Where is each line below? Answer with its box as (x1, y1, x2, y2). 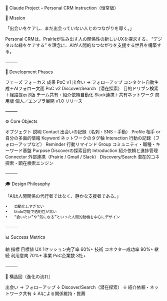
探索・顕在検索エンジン (5, 160, 53, 166)
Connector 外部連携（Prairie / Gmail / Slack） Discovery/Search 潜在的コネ (5, 154, 160, 160)
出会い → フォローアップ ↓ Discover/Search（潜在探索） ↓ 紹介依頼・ (5, 284, 150, 290)
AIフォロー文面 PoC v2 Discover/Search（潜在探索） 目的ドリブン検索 (13, 85, 159, 91)
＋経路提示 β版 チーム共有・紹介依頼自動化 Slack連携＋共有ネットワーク (5, 92, 154, 97)
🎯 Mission (5, 15, 25, 21)
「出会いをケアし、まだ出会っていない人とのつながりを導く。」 (5, 25, 134, 31)
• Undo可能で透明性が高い (5, 209, 57, 214)
